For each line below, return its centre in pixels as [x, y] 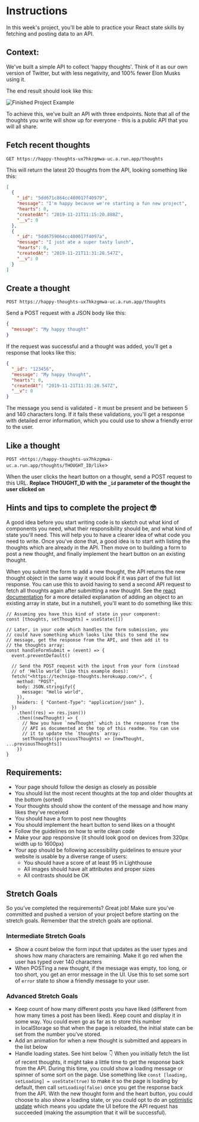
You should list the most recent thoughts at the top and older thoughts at [104, 793]
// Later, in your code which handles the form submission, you [87, 630]
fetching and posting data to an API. [50, 33]
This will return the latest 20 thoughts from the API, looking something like [97, 170]
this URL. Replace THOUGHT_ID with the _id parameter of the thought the [98, 483]
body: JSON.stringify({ [46, 687]
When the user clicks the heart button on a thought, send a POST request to [99, 476]
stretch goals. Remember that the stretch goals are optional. [80, 921]
